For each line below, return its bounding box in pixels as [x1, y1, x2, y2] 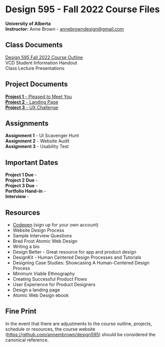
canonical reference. [5, 337, 49, 343]
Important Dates [5, 158, 58, 167]
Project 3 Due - [5, 183, 38, 189]
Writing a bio [12, 243, 40, 250]
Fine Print [5, 307, 37, 316]
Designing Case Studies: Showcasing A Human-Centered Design [12, 260, 150, 266]
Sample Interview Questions [12, 233, 73, 238]
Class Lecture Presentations [5, 65, 65, 71]
